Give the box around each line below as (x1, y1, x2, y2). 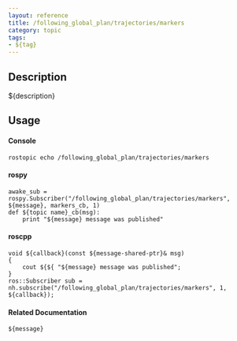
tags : (8, 33, 26, 42)
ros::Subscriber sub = (8, 277, 83, 285)
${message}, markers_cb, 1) (8, 201, 101, 209)
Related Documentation (8, 307, 87, 317)
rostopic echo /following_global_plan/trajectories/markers (8, 153, 210, 162)
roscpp (8, 232, 32, 242)
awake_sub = (8, 187, 47, 196)
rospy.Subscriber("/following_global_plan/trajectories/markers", (8, 194, 231, 202)
